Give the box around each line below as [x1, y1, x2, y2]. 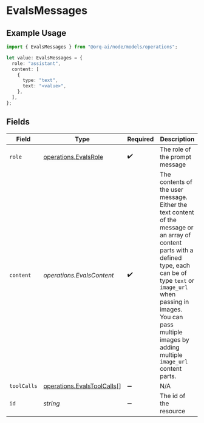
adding [160, 343, 180, 351]
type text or [160, 276, 195, 285]
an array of [160, 231, 191, 239]
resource [160, 407, 186, 415]
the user [160, 185, 184, 194]
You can [160, 313, 183, 321]
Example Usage [6, 28, 67, 38]
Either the [160, 200, 188, 209]
